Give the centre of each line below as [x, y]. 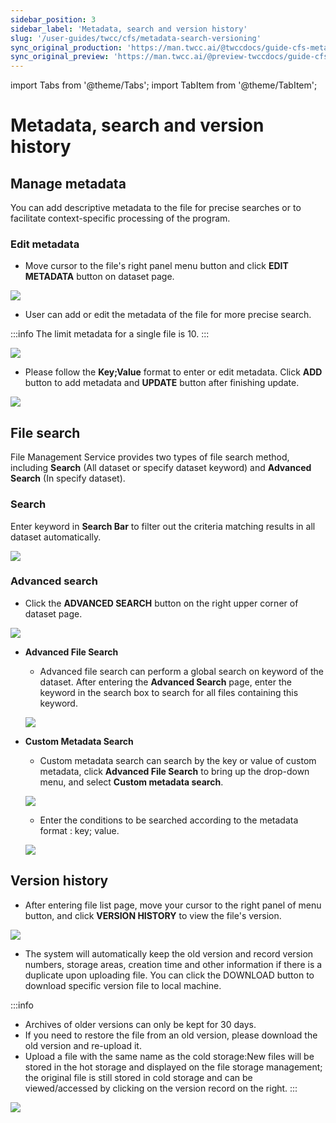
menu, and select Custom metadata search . [131, 782]
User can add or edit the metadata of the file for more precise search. [168, 315]
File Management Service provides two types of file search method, [150, 457]
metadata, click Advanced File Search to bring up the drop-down [174, 771]
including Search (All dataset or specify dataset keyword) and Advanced [161, 468]
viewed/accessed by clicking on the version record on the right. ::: [161, 1088]
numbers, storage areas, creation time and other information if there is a [173, 964]
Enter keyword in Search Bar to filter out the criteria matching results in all [163, 526]
